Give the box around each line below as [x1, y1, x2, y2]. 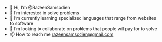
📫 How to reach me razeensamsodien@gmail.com [9, 31, 114, 37]
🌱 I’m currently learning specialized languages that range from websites [9, 15, 157, 21]
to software [9, 20, 34, 26]
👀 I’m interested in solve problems [9, 10, 79, 16]
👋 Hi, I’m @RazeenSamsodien [9, 5, 70, 10]
